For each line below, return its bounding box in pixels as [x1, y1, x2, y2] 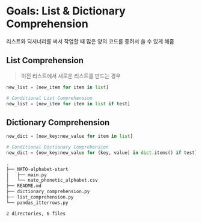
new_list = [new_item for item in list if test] [6, 100, 130, 106]
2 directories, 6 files [6, 211, 66, 217]
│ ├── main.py [6, 171, 47, 178]
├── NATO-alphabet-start [6, 166, 69, 172]
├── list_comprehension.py [6, 194, 74, 200]
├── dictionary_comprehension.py [6, 188, 90, 195]
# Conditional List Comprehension [6, 95, 93, 101]
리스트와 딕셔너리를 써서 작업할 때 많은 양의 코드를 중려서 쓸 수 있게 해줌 [6, 37, 174, 45]
